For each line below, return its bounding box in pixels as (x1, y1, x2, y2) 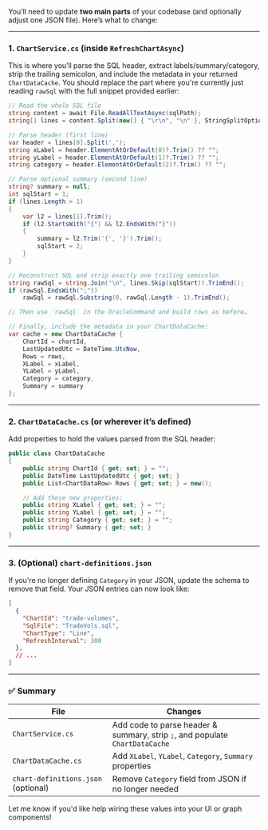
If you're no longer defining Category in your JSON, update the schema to (8, 576, 250, 585)
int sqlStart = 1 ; (8, 190, 69, 198)
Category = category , (22, 375, 94, 383)
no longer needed (112, 784, 179, 795)
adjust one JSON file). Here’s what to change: (8, 15, 158, 25)
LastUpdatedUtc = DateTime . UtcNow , (22, 345, 141, 353)
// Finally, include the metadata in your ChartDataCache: (8, 323, 209, 331)
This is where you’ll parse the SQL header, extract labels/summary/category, (8, 61, 260, 70)
